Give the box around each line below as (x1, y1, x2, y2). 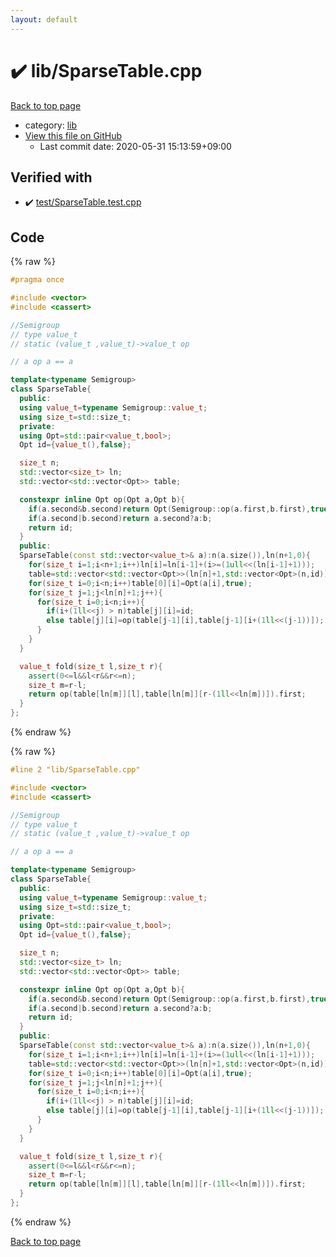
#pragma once (10, 275, 65, 285)
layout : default (10, 14, 78, 25)
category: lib (24, 119, 78, 131)
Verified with (10, 169, 93, 186)
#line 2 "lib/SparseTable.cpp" (10, 765, 141, 775)
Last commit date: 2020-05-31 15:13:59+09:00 (39, 140, 232, 152)
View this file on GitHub (24, 129, 123, 141)
